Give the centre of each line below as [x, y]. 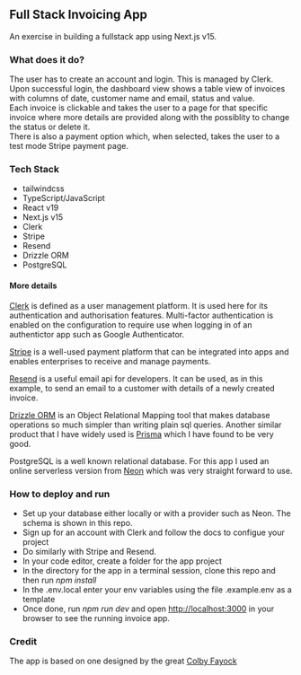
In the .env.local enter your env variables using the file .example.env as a [157, 589]
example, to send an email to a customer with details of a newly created [142, 388]
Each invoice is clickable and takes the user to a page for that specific [139, 108]
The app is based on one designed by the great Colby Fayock [123, 661]
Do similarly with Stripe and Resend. [89, 551]
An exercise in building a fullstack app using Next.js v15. [113, 36]
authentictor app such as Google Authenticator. [97, 334]
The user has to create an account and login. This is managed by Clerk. [142, 79]
